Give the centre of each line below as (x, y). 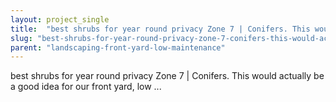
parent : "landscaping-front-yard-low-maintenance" (118, 47)
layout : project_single (60, 19)
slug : (21, 38)
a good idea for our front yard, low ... (86, 87)
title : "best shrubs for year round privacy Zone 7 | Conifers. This (160, 29)
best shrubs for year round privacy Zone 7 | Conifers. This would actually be (167, 76)
